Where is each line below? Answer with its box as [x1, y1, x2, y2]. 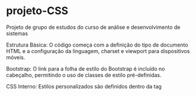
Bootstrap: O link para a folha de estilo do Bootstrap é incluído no [6, 65, 165, 72]
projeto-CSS [6, 4, 69, 18]
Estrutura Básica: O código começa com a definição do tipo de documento [6, 41, 188, 48]
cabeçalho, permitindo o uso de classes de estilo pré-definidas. [6, 71, 162, 78]
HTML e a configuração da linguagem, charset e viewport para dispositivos [6, 47, 190, 54]
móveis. [6, 54, 25, 61]
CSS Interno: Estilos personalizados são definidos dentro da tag [6, 82, 162, 90]
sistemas [6, 29, 28, 37]
